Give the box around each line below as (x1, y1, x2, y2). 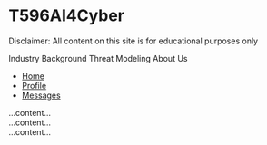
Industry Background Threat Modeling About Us (8, 53, 188, 63)
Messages (21, 90, 61, 101)
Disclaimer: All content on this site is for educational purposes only (8, 35, 259, 46)
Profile (21, 80, 47, 91)
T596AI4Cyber (8, 5, 124, 26)
